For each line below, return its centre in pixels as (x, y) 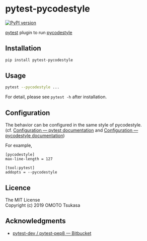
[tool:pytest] (20, 168)
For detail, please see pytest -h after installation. (56, 97)
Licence (18, 188)
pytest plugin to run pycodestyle (39, 32)
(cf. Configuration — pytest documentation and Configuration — (72, 130)
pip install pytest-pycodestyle (39, 60)
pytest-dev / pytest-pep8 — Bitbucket (52, 233)
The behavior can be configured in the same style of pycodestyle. (73, 125)
